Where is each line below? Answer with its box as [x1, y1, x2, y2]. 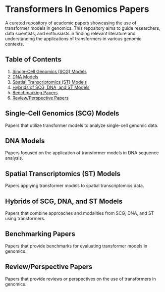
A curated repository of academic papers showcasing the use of [5, 20, 137, 26]
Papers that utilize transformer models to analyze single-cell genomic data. [5, 122, 159, 128]
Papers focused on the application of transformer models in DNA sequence [5, 150, 159, 156]
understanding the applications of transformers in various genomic [5, 36, 142, 42]
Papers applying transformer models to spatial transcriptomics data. [5, 182, 144, 189]
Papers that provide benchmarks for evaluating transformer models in [5, 243, 148, 249]
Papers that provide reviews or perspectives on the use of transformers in [5, 276, 156, 282]
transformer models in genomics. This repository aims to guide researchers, [5, 25, 161, 31]
